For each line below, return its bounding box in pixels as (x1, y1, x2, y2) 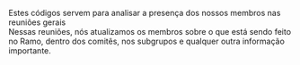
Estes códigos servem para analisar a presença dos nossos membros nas (8, 8, 281, 18)
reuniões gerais (8, 17, 66, 28)
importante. (8, 45, 51, 56)
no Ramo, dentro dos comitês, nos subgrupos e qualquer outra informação (8, 36, 285, 46)
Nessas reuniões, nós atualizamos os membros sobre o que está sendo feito (8, 27, 292, 37)
